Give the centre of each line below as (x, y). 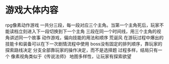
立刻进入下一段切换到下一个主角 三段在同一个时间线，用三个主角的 (88, 31)
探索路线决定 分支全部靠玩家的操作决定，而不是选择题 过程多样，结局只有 (81, 50)
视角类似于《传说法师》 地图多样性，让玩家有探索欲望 (75, 56)
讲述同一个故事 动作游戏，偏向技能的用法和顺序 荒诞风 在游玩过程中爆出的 (87, 37)
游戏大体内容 (32, 10)
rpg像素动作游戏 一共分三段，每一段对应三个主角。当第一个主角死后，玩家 (82, 25)
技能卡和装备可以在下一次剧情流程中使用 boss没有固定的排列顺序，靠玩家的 (84, 43)
